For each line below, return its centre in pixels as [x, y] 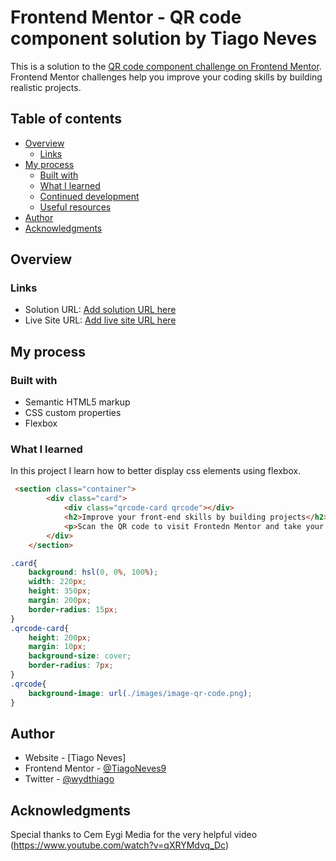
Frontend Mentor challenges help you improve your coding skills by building [166, 77]
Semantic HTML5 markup [77, 402]
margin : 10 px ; [57, 647]
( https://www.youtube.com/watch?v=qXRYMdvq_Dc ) [120, 845]
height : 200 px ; [60, 637]
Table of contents [66, 119]
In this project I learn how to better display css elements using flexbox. [156, 471]
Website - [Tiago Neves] [75, 758]
